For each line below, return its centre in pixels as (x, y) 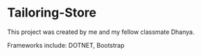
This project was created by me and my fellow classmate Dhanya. (101, 32)
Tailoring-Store (52, 13)
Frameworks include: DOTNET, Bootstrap (66, 45)
